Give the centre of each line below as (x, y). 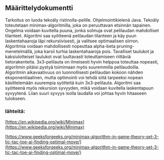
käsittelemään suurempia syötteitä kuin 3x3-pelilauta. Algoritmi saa (73, 83)
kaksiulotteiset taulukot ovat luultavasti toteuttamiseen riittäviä (68, 57)
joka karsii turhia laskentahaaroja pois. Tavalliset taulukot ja (94, 51)
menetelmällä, (19, 51)
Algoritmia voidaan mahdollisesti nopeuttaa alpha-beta (60, 46)
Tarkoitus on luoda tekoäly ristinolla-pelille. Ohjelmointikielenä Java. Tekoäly (82, 20)
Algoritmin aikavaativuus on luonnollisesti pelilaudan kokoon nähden (74, 72)
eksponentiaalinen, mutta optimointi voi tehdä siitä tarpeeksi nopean (74, 77)
